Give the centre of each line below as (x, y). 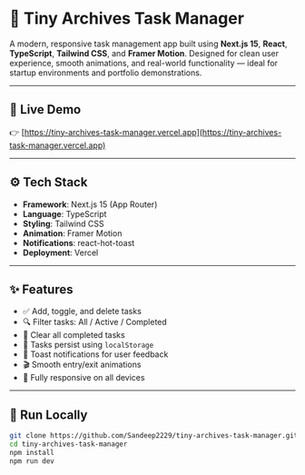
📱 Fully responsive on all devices (84, 378)
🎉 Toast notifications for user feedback (95, 354)
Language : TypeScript (64, 213)
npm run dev (32, 461)
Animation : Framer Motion (72, 233)
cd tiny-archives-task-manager (69, 444)
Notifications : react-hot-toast (79, 242)
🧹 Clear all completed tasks (74, 335)
